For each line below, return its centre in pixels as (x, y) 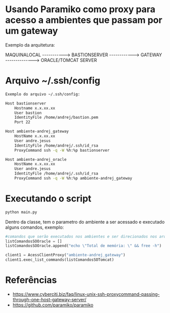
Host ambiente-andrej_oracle (36, 159)
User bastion (28, 113)
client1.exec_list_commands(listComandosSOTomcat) (60, 260)
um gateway (32, 31)
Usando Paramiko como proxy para (80, 9)
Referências (31, 280)
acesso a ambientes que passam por (84, 20)
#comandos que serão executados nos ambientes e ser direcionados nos (81, 236)
